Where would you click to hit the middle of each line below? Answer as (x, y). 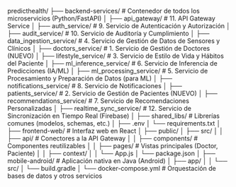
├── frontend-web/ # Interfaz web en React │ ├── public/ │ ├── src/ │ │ (116, 131)
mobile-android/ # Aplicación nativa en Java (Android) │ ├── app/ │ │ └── (118, 161)
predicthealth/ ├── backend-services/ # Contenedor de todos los (103, 11)
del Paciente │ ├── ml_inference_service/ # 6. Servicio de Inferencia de (112, 63)
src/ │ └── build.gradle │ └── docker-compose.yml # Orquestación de (112, 168)
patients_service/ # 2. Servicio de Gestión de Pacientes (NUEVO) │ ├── (112, 93)
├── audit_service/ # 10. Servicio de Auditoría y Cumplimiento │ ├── (109, 33)
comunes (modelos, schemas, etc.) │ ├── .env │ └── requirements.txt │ (114, 123)
